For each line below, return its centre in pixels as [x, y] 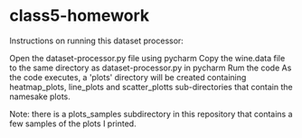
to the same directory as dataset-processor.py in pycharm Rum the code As [151, 68]
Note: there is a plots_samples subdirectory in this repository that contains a [151, 114]
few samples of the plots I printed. [73, 124]
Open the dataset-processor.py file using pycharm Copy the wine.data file [147, 58]
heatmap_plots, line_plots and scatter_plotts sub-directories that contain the [151, 87]
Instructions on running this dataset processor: [96, 41]
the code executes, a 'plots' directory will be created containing [128, 77]
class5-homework [80, 16]
